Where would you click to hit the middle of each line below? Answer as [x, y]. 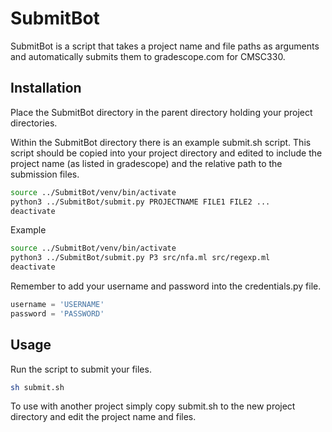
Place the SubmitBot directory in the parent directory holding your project [161, 112]
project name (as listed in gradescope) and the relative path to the [146, 163]
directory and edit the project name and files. [103, 417]
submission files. [45, 174]
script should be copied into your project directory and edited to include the [166, 153]
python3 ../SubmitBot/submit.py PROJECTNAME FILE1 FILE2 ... [140, 202]
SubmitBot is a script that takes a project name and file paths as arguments [165, 46]
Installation [46, 88]
